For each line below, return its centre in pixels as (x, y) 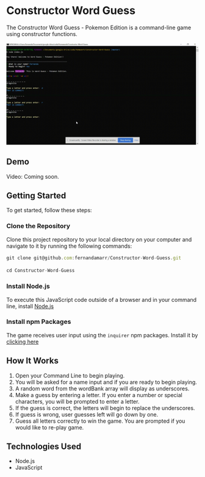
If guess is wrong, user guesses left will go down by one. (87, 414)
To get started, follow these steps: (49, 210)
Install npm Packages (39, 322)
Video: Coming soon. (33, 176)
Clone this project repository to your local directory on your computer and (99, 239)
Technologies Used (44, 447)
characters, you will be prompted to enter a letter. (77, 401)
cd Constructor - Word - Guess (41, 271)
